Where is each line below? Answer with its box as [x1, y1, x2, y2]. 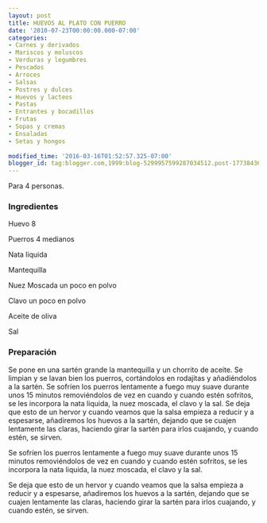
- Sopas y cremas [8, 122, 66, 130]
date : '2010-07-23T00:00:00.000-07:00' [8, 26, 141, 34]
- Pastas [8, 100, 37, 108]
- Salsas [8, 78, 37, 86]
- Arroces [8, 71, 41, 79]
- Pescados [8, 64, 44, 72]
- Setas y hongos [8, 137, 66, 145]
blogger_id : [8, 160, 48, 168]
